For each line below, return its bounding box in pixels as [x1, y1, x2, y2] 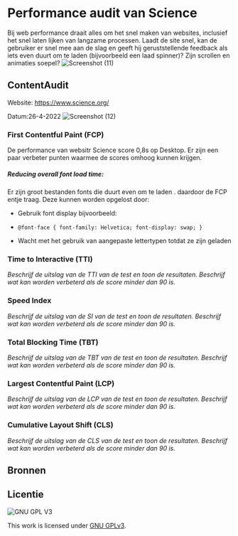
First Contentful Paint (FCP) [7, 129, 104, 139]
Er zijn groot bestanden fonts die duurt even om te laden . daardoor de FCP [7, 188, 227, 196]
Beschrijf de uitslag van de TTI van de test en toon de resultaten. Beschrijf [7, 270, 225, 279]
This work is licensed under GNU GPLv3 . [7, 521, 126, 530]
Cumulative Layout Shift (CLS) [7, 420, 114, 430]
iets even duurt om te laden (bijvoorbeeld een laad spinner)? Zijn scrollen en [7, 51, 230, 60]
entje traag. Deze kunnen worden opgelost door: [7, 195, 149, 204]
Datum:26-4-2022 [7, 112, 62, 120]
